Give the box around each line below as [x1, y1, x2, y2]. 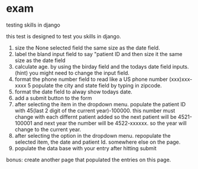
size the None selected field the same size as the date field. [14, 44, 161, 51]
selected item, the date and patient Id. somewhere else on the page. [14, 138, 181, 145]
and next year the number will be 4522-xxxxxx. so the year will [33, 119, 187, 126]
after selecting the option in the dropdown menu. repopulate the [14, 132, 171, 139]
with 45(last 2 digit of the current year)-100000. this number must [14, 107, 176, 114]
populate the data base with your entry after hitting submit [14, 144, 157, 152]
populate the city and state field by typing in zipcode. [32, 82, 162, 89]
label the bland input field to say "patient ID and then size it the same [14, 50, 183, 57]
